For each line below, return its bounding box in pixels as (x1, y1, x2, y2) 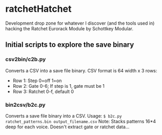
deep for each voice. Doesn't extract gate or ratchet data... (5, 124, 130, 130)
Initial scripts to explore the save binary (5, 41, 134, 49)
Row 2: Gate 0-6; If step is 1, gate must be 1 (12, 83, 105, 89)
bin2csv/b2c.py (5, 101, 46, 108)
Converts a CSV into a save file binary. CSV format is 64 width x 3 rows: (5, 67, 157, 73)
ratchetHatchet (5, 3, 72, 15)
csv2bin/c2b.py (5, 56, 46, 63)
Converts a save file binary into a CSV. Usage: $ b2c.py (5, 112, 122, 119)
